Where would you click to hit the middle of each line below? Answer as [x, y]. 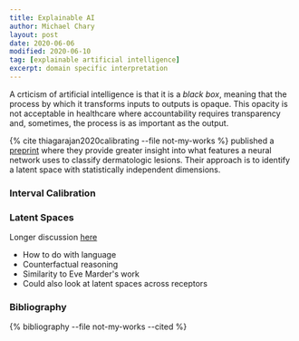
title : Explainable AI [52, 18]
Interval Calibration [53, 193]
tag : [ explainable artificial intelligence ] [95, 60]
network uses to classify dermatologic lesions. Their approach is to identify [150, 160]
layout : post [34, 34]
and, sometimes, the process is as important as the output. [119, 122]
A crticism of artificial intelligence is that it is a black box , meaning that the [148, 94]
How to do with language [69, 255]
